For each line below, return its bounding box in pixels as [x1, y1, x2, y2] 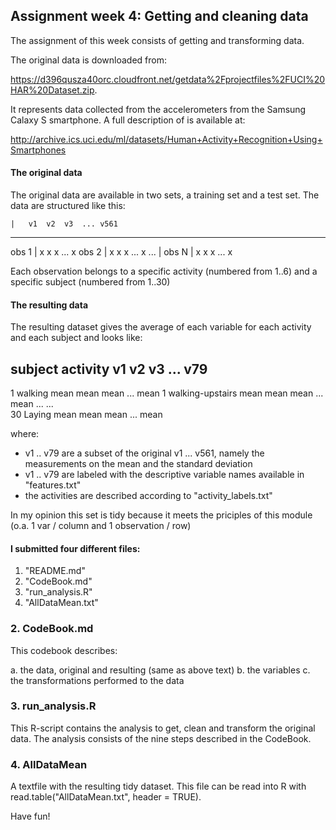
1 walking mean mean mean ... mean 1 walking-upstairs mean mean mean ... [10, 387, 324, 399]
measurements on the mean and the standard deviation [24, 458, 253, 470]
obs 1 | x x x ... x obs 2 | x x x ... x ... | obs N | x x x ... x [10, 246, 233, 258]
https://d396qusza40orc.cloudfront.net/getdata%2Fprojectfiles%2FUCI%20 [10, 73, 326, 85]
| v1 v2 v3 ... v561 [10, 219, 118, 229]
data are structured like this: [10, 200, 126, 212]
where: [10, 428, 40, 440]
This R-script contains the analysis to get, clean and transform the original [10, 722, 316, 734]
